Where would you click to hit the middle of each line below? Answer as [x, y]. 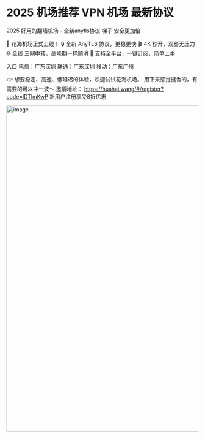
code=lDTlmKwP [27, 96]
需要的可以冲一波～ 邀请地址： [45, 89]
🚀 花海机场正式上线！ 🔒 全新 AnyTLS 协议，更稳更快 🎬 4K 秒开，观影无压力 [101, 43]
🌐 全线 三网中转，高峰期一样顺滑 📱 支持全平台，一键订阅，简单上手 [91, 53]
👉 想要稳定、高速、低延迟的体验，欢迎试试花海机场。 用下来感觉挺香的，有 [102, 79]
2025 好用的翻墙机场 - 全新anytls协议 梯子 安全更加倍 [74, 31]
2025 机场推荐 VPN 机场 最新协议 [90, 13]
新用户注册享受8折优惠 [78, 96]
